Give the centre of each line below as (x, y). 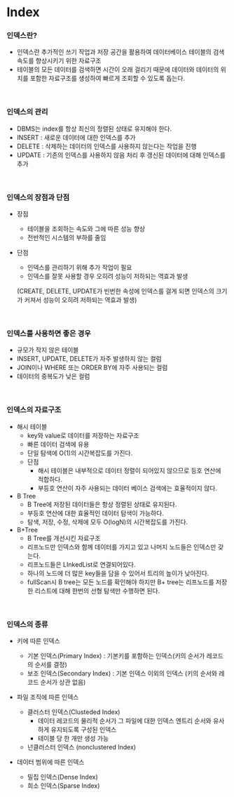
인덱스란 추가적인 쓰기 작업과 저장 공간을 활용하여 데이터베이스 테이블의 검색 (121, 52)
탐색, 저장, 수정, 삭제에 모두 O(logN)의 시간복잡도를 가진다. (108, 522)
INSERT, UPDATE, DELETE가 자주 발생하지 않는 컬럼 (89, 359)
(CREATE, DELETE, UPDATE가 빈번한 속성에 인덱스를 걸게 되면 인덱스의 (115, 291)
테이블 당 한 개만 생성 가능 (73, 738)
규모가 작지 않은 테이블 (48, 350)
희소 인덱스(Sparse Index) (63, 785)
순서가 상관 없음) (63, 682)
